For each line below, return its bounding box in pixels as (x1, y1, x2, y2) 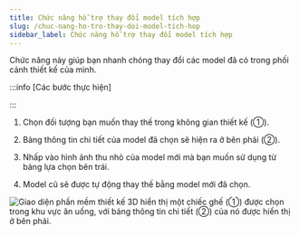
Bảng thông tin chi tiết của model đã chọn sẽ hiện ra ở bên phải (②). (22, 135, 281, 146)
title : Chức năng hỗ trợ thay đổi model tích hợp (9, 13, 201, 23)
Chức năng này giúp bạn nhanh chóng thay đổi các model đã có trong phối (9, 55, 290, 66)
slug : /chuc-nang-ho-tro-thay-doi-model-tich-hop (9, 22, 201, 31)
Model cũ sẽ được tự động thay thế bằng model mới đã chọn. (22, 179, 251, 190)
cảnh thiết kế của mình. (9, 64, 97, 75)
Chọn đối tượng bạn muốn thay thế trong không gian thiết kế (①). (22, 117, 270, 127)
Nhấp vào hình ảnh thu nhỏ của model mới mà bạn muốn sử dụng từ (22, 152, 277, 163)
